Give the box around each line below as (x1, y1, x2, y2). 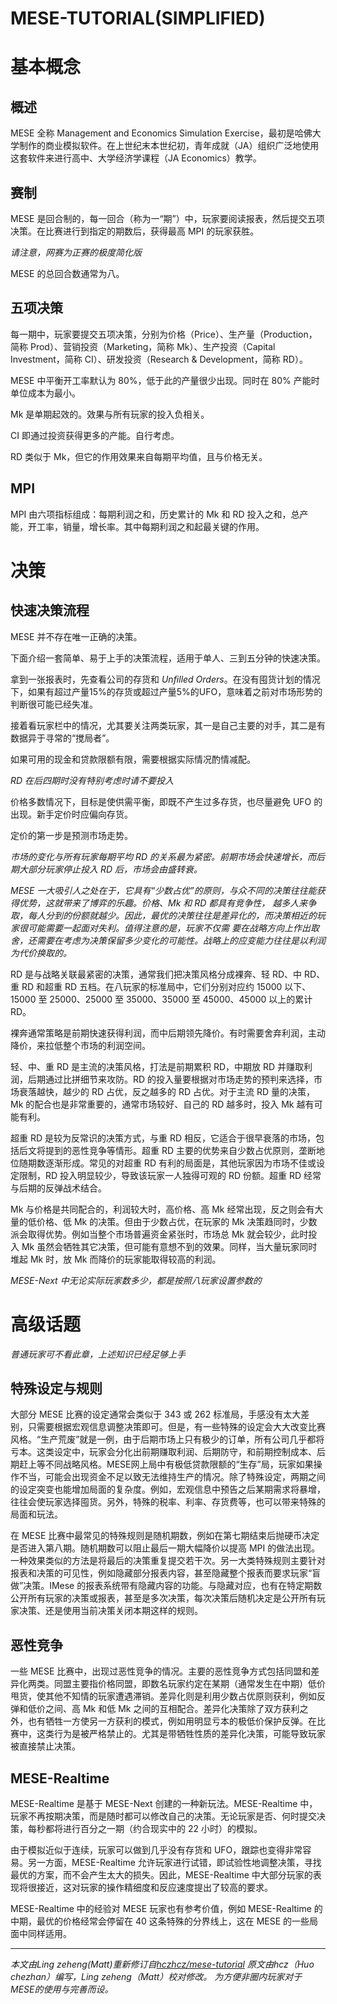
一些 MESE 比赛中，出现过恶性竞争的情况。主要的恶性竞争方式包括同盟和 (10, 1665, 312, 1677)
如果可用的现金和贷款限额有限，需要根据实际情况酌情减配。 (10, 753, 256, 765)
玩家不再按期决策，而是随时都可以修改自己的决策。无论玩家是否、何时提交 (10, 1810, 317, 1822)
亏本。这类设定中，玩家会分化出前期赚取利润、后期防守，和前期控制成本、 (10, 1446, 317, 1458)
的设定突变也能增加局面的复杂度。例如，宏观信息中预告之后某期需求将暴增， (10, 1483, 326, 1496)
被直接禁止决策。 (10, 1740, 81, 1752)
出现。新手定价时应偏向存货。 (10, 808, 133, 820)
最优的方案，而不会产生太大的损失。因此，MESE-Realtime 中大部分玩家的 (10, 1869, 313, 1881)
